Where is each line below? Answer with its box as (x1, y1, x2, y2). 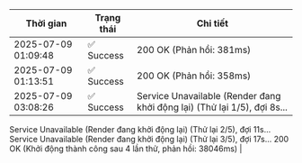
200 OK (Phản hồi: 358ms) (136, 69, 252, 82)
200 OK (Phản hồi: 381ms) (136, 44, 252, 56)
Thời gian (25, 17, 67, 30)
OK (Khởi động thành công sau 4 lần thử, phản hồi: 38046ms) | (9, 143, 243, 154)
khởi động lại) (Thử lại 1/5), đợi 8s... (136, 101, 288, 113)
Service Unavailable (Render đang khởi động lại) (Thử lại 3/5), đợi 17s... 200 (9, 134, 289, 144)
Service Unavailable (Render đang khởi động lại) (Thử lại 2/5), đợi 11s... (9, 124, 271, 134)
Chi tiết (196, 17, 229, 30)
